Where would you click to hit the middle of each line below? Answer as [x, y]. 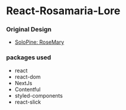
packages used [29, 57]
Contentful [28, 89]
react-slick [28, 102]
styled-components [39, 95]
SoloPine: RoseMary [39, 42]
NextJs [23, 83]
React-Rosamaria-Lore [63, 11]
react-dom [28, 77]
